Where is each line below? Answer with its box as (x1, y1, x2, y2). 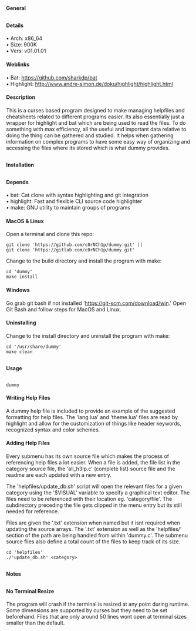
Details (6, 22, 24, 29)
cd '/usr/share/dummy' (6, 344, 62, 350)
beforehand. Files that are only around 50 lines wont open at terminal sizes (6, 613, 187, 620)
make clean (6, 348, 33, 355)
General (6, 5, 26, 12)
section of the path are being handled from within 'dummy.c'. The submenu (6, 532, 188, 539)
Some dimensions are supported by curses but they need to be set (6, 607, 168, 614)
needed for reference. (6, 507, 60, 514)
